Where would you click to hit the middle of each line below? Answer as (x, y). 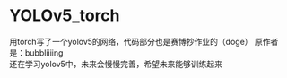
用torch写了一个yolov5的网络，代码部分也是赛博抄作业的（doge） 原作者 (144, 41)
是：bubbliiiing (36, 52)
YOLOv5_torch (65, 16)
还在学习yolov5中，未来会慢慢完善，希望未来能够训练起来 (116, 64)
